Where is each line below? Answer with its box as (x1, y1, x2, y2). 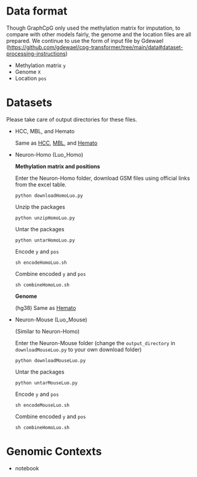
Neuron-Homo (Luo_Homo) (15, 151, 83, 158)
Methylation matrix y (15, 62, 66, 69)
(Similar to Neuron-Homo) (15, 327, 80, 335)
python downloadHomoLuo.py (15, 192, 83, 199)
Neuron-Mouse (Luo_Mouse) (15, 316, 88, 323)
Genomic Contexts (6, 445, 102, 458)
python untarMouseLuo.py (15, 380, 78, 386)
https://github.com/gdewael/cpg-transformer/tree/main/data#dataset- (8, 44, 183, 51)
